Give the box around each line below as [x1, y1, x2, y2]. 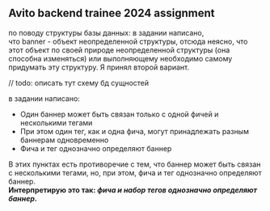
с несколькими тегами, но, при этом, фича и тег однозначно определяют [8, 167, 263, 177]
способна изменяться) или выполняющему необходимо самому [8, 53, 233, 63]
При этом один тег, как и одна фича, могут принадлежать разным [19, 126, 249, 136]
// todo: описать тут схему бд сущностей [8, 78, 150, 87]
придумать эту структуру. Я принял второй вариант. [8, 62, 190, 72]
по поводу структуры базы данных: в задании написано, [8, 27, 205, 37]
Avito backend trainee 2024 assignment [8, 6, 215, 20]
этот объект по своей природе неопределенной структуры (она [8, 44, 230, 55]
